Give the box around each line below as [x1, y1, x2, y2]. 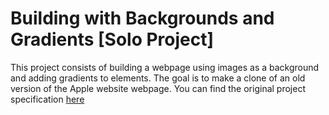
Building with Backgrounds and [10, 7, 275, 30]
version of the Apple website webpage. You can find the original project [10, 82, 306, 94]
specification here [10, 93, 85, 105]
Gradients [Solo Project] [10, 28, 215, 51]
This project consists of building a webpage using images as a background [10, 61, 320, 73]
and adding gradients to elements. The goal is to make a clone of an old [10, 72, 306, 84]
